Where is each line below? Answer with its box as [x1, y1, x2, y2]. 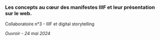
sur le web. [5, 10, 32, 17]
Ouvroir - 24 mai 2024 [5, 31, 50, 37]
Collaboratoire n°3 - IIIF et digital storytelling [5, 21, 94, 27]
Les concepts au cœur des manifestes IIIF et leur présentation [5, 4, 155, 11]
